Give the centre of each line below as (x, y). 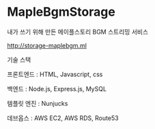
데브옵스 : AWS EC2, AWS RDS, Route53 (63, 118)
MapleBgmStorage (61, 12)
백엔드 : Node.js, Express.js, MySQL (57, 89)
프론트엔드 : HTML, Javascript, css (55, 74)
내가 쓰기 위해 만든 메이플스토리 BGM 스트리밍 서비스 (78, 32)
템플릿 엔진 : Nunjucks (38, 103)
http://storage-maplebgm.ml (47, 45)
